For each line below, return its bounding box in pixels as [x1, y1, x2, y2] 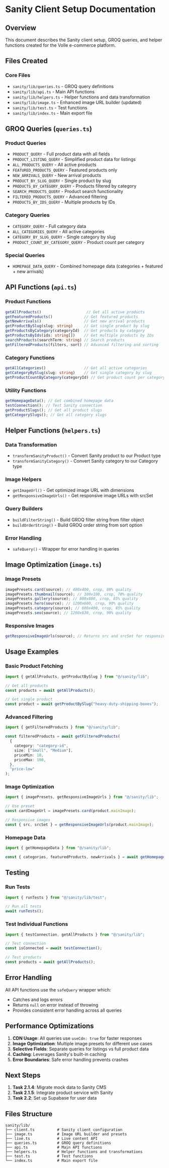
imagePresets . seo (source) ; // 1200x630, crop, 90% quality [5, 610, 132, 615]
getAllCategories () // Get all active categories [5, 366, 147, 371]
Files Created [5, 57, 48, 65]
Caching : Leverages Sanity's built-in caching [12, 1051, 107, 1057]
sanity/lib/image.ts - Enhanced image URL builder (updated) [12, 99, 142, 105]
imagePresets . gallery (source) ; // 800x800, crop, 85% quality [5, 596, 138, 601]
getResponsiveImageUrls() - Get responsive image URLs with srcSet [12, 493, 153, 499]
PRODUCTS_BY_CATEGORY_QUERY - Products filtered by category [12, 183, 137, 189]
